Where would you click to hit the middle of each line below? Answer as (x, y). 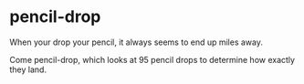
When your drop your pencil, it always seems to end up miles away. (136, 42)
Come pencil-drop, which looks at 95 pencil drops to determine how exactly (152, 59)
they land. (28, 69)
